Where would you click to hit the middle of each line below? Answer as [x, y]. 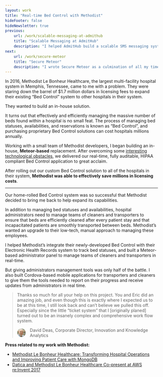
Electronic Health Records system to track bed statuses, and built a [72, 250]
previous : [15, 31]
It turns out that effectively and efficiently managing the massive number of [80, 116]
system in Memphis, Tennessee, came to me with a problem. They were [77, 86]
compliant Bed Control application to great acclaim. [56, 161]
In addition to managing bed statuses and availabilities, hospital [68, 210]
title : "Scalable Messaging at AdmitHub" [56, 41]
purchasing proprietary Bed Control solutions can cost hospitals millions [77, 131]
